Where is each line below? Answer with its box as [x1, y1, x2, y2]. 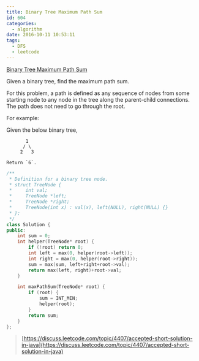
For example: [6, 114, 40, 121]
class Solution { [6, 221, 51, 227]
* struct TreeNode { [9, 181, 62, 188]
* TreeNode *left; [9, 193, 67, 199]
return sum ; [28, 312, 59, 319]
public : [6, 227, 26, 234]
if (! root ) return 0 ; [28, 245, 84, 251]
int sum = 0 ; [17, 233, 51, 239]
